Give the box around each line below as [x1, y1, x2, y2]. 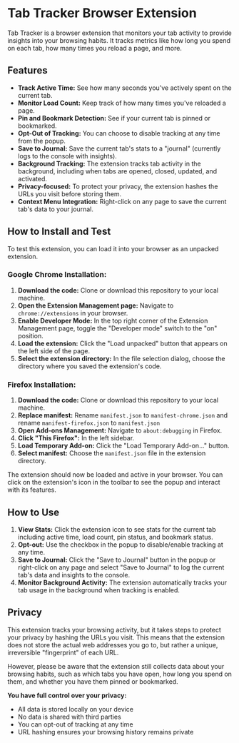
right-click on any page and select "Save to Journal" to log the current [17, 562, 225, 572]
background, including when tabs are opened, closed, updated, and [17, 166, 218, 176]
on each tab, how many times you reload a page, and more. [7, 44, 182, 52]
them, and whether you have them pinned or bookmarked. [7, 677, 178, 686]
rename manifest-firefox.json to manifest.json [17, 419, 161, 428]
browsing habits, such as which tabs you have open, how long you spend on [7, 669, 232, 678]
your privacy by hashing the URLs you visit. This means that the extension [7, 633, 225, 642]
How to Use [7, 506, 60, 518]
